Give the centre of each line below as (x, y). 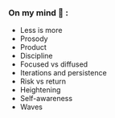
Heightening (40, 90)
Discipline (36, 56)
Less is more (41, 31)
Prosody (34, 39)
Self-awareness (46, 99)
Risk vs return (43, 81)
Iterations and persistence (63, 73)
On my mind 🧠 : (38, 13)
